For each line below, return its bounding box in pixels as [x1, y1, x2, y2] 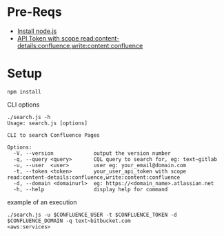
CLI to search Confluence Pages [7, 131, 100, 138]
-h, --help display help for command [13, 186, 168, 193]
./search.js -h [7, 114, 51, 120]
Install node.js [17, 27, 57, 35]
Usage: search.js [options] [7, 120, 88, 127]
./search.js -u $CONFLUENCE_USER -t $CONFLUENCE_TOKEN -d [7, 211, 177, 218]
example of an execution [7, 197, 77, 206]
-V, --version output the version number [13, 149, 171, 157]
